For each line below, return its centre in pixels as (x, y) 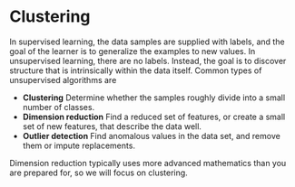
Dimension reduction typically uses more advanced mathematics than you (148, 163)
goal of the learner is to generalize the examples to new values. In (133, 51)
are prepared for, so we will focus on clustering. (98, 173)
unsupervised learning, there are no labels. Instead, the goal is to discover (148, 61)
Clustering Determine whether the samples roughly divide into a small (154, 98)
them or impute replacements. (79, 145)
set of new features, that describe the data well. (112, 126)
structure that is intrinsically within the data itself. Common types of (136, 70)
